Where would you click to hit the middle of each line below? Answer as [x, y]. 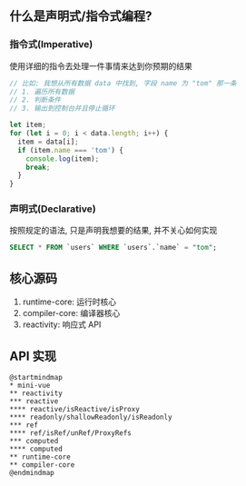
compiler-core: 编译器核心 [71, 313]
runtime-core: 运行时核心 [69, 302]
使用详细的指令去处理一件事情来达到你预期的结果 [101, 65]
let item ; [28, 125]
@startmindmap [36, 377]
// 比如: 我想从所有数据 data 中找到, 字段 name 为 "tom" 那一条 [123, 83]
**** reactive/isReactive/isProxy [75, 409]
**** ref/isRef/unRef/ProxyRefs [70, 433]
